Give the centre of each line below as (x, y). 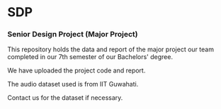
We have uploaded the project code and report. (76, 70)
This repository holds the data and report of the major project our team (111, 49)
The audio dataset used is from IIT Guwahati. (73, 84)
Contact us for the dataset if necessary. (65, 98)
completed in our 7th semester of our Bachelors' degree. (90, 57)
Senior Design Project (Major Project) (73, 34)
